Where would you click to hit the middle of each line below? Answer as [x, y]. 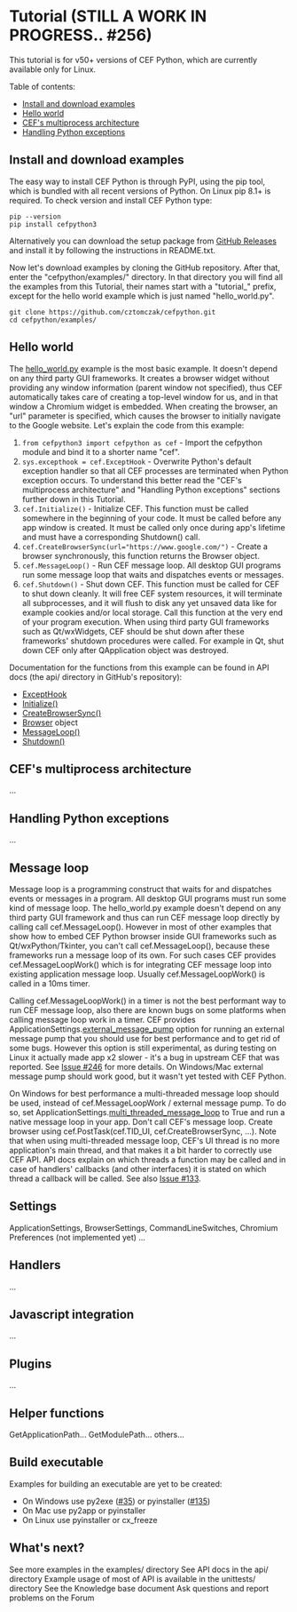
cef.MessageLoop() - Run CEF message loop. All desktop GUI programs [152, 565]
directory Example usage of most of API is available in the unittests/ [133, 1578]
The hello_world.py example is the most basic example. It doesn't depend [143, 368]
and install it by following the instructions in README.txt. [112, 250]
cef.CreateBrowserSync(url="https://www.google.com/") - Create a [145, 546]
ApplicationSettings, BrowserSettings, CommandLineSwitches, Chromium [144, 1227]
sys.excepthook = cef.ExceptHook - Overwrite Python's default [137, 461]
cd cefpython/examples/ [53, 320]
